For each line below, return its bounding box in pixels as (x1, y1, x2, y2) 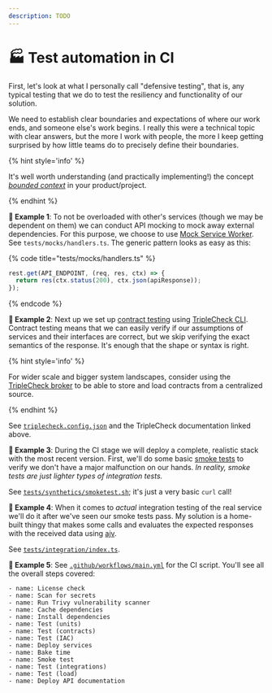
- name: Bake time (8, 648, 71, 657)
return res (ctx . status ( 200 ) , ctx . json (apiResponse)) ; (15, 277, 201, 285)
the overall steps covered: (8, 569, 96, 578)
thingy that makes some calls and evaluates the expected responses (24, 520, 254, 530)
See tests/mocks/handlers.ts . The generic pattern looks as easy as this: (8, 238, 252, 247)
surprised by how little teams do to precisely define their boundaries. (8, 140, 240, 150)
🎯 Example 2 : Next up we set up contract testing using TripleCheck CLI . (8, 315, 248, 325)
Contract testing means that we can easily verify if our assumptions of (8, 323, 244, 333)
